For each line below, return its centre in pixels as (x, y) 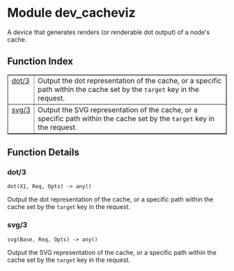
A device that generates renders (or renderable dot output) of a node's (109, 32)
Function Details (44, 152)
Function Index (40, 62)
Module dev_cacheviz (71, 13)
